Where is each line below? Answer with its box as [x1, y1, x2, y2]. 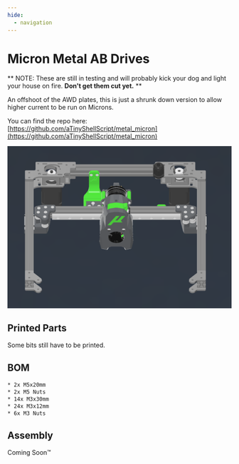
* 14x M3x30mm [7, 396, 50, 403]
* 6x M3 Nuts [7, 410, 46, 417]
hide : [7, 11, 23, 19]
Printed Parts [7, 322, 68, 334]
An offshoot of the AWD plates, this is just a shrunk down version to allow [7, 96, 223, 104]
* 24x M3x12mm [7, 403, 50, 410]
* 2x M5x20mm [7, 381, 46, 388]
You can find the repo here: [7, 117, 87, 125]
